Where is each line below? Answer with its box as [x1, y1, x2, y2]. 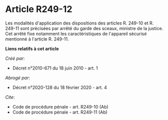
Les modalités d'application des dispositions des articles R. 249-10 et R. [5, 20, 154, 26]
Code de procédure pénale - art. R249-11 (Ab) [12, 109, 108, 115]
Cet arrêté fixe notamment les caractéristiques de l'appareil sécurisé [5, 30, 147, 36]
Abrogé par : [5, 74, 30, 80]
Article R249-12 [5, 3, 73, 15]
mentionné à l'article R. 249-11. [5, 36, 69, 42]
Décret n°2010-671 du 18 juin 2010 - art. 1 [12, 65, 98, 71]
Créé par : [5, 55, 25, 61]
